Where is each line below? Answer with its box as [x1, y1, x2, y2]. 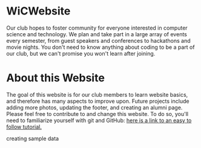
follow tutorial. [6, 123, 42, 130]
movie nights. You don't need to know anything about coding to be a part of [6, 43, 195, 51]
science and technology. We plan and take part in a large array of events [6, 30, 188, 37]
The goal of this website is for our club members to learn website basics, [6, 91, 188, 98]
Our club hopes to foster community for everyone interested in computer [6, 24, 188, 31]
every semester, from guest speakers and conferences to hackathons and [6, 37, 191, 44]
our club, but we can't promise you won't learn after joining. [6, 50, 156, 57]
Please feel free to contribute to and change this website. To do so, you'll [6, 110, 189, 117]
